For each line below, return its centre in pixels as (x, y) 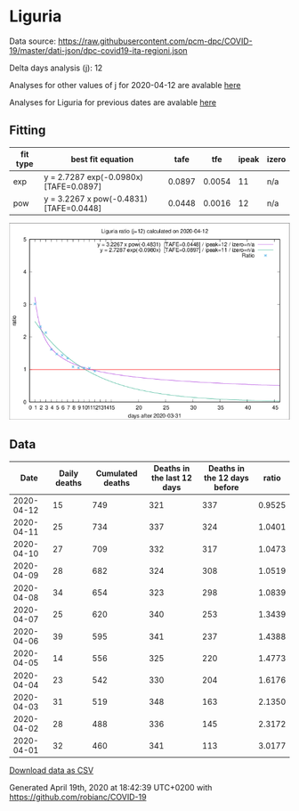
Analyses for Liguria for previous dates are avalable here (113, 102)
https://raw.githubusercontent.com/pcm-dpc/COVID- (155, 41)
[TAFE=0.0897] (73, 186)
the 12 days (226, 478)
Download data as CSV (52, 770)
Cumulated (117, 473)
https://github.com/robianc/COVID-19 (78, 797)
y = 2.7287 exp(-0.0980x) (94, 176)
